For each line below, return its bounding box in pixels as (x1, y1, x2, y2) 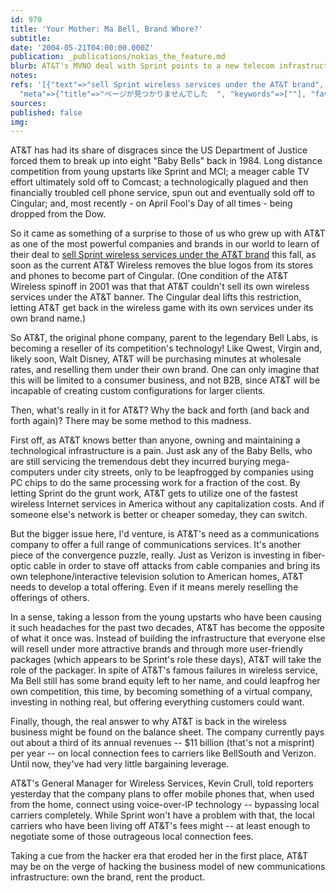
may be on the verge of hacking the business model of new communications (10, 861, 326, 873)
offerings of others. (10, 592, 90, 604)
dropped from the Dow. (10, 208, 107, 220)
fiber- (302, 549, 326, 561)
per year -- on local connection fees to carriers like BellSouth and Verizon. (10, 747, 317, 760)
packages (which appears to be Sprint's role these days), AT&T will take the (10, 654, 322, 666)
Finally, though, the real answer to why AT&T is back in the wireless (10, 716, 287, 728)
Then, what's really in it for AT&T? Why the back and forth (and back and (10, 404, 310, 416)
